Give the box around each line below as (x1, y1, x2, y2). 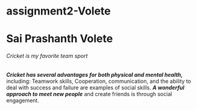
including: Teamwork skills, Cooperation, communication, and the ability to (6, 77, 192, 85)
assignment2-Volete (6, 4, 111, 18)
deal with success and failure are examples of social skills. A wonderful (6, 83, 185, 91)
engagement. (6, 97, 39, 104)
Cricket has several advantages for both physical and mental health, (6, 71, 183, 78)
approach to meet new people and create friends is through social (6, 90, 172, 97)
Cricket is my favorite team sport (6, 52, 88, 59)
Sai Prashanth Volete (6, 32, 113, 46)
